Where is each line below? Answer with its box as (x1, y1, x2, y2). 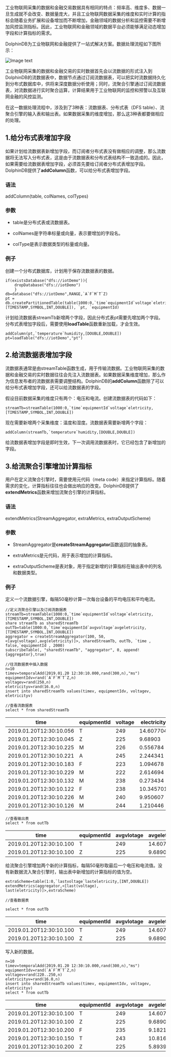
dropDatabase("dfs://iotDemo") (14, 283, 81, 288)
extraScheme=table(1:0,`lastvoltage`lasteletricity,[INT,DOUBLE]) (5, 879, 149, 884)
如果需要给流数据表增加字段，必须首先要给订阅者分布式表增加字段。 (5, 160, 148, 167)
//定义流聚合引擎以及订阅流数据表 (5, 607, 67, 613)
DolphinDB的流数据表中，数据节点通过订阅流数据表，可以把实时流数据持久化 (5, 75, 166, 80)
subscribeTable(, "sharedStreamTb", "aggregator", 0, (5, 648, 122, 653)
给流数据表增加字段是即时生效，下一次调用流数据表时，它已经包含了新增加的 (5, 439, 166, 445)
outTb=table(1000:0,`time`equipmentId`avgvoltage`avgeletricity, (5, 625, 147, 630)
